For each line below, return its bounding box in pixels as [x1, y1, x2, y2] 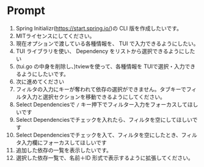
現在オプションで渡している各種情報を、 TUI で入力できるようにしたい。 [15, 40, 199, 47]
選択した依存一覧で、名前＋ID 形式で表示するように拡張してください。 [15, 154, 194, 162]
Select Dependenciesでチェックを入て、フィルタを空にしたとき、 [15, 131, 182, 138]
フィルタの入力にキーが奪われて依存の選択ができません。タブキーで [15, 85, 187, 93]
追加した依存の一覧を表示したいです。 [15, 146, 112, 154]
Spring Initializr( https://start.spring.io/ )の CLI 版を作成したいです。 [15, 24, 183, 32]
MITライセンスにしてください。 [15, 32, 95, 40]
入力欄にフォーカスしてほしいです [21, 138, 107, 146]
